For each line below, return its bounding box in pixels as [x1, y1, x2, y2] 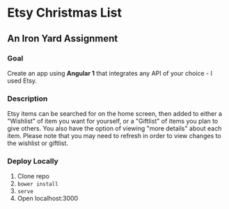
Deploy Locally [7, 156, 59, 166]
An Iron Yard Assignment [7, 33, 118, 44]
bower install [17, 181, 58, 188]
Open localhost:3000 [17, 194, 79, 203]
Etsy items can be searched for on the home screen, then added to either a [7, 110, 223, 118]
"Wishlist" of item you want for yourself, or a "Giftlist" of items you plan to [7, 117, 219, 126]
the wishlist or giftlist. [7, 139, 68, 147]
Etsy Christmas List [7, 5, 122, 21]
